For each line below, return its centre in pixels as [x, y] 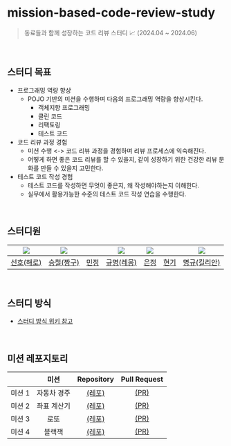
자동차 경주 [54, 393]
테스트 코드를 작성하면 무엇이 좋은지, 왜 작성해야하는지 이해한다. [113, 185]
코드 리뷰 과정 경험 [42, 142]
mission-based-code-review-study [111, 13]
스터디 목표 [29, 72]
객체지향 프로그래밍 [64, 107]
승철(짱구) [64, 262]
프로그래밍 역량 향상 [44, 90]
